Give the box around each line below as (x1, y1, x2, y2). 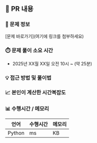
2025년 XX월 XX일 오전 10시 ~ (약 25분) (12, 60, 92, 66)
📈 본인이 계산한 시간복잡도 (5, 89, 66, 96)
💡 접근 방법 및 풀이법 (5, 74, 51, 81)
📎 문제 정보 (5, 21, 30, 28)
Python (7, 130, 25, 137)
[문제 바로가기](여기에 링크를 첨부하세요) (5, 33, 84, 39)
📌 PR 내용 (5, 4, 33, 13)
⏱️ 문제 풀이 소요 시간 (5, 47, 53, 54)
